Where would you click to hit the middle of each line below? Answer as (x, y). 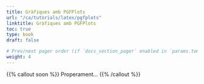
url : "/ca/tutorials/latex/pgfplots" (54, 18)
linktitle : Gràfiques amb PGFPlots (51, 23)
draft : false (23, 40)
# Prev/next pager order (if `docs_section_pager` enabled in (87, 51)
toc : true (19, 29)
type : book (20, 35)
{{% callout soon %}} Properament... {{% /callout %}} (73, 74)
